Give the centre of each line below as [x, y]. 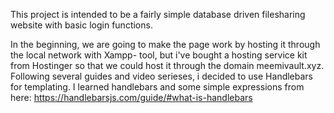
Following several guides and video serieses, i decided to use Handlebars [162, 76]
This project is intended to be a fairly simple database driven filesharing [158, 14]
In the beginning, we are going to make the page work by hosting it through [165, 44]
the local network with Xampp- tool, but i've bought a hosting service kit [159, 55]
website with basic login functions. [81, 25]
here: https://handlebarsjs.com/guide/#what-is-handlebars [131, 97]
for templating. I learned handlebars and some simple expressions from [157, 87]
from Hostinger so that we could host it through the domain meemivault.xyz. [167, 65]
